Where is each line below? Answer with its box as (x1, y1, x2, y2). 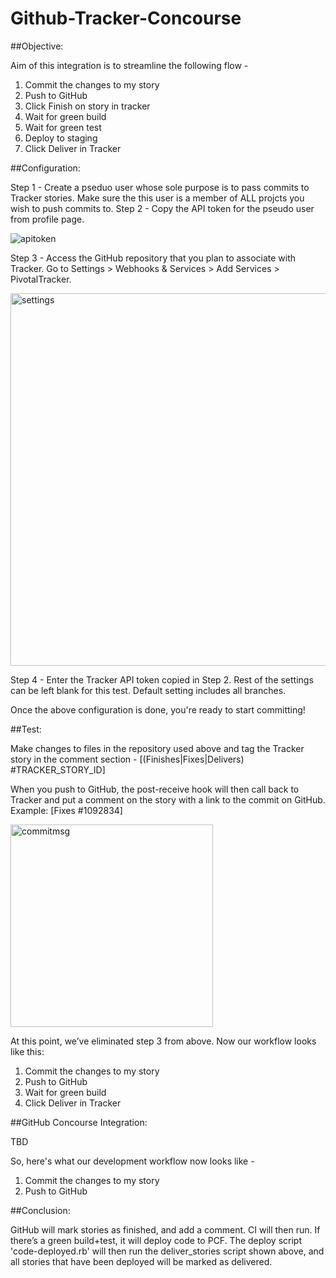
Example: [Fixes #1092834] (10, 804, 123, 816)
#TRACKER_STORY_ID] (10, 763, 106, 776)
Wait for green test (24, 121, 102, 133)
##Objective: (10, 40, 64, 52)
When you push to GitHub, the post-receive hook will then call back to (10, 783, 300, 795)
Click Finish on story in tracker (24, 100, 151, 112)
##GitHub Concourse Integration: (10, 1116, 148, 1128)
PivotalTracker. (10, 273, 72, 285)
